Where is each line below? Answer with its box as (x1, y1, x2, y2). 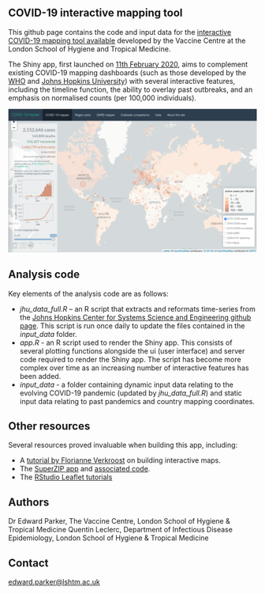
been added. (19, 371, 62, 380)
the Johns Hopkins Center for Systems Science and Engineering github (19, 312, 252, 322)
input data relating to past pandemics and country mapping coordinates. (19, 396, 255, 406)
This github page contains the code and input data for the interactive (8, 27, 232, 36)
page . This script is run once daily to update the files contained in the (19, 320, 245, 331)
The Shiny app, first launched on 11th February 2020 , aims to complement (8, 59, 248, 69)
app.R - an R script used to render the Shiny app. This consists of (19, 338, 233, 347)
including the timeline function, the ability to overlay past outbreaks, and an (8, 85, 253, 94)
